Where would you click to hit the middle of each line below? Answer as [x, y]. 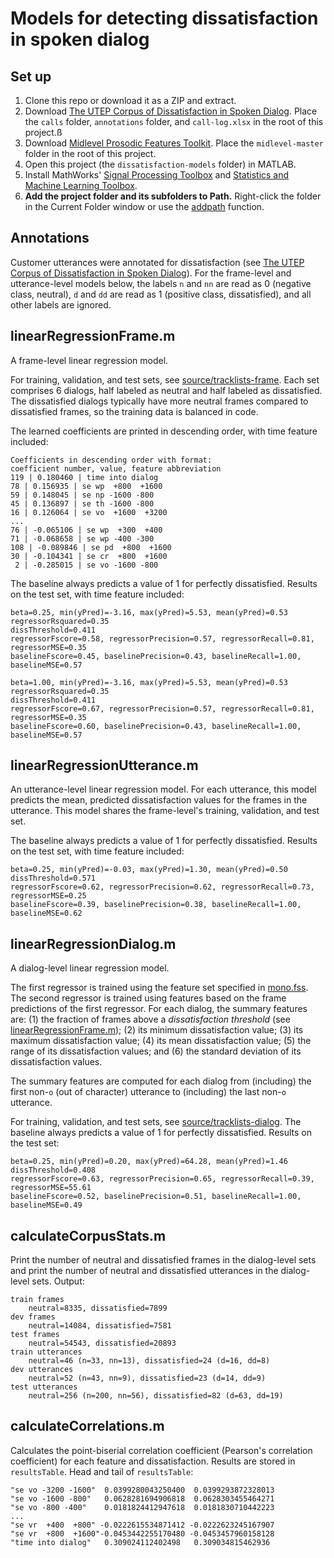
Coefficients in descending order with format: [111, 460]
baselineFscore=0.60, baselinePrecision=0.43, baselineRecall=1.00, [156, 726]
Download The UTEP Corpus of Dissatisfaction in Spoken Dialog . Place [171, 111]
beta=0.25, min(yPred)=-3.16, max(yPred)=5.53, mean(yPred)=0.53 [149, 612]
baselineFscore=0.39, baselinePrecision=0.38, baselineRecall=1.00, [156, 905]
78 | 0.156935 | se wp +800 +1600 [86, 486]
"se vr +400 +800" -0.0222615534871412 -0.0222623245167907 [142, 1525]
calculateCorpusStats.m [88, 1235]
